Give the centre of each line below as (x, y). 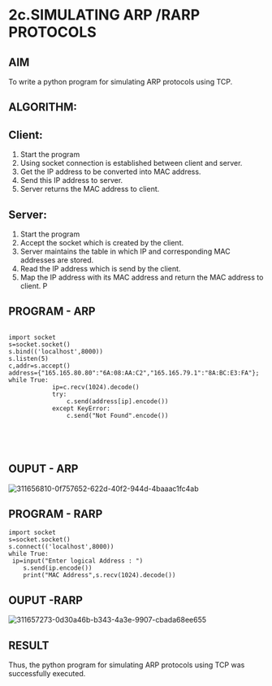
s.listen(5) (28, 358)
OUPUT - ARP (43, 469)
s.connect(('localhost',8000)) (61, 547)
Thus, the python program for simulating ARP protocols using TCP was (127, 665)
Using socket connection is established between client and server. (131, 163)
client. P (34, 286)
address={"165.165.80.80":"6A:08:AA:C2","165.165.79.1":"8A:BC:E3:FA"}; (134, 373)
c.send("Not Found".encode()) (117, 415)
